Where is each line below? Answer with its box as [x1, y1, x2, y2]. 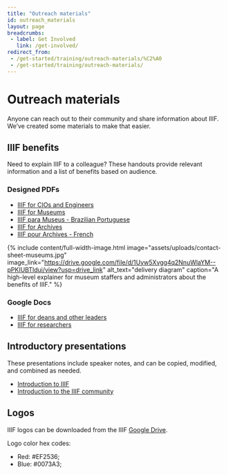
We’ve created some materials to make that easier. [7, 122, 151, 130]
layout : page [7, 23, 45, 30]
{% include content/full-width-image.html [7, 243, 126, 251]
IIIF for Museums [17, 208, 66, 216]
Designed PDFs [7, 185, 60, 195]
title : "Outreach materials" [7, 10, 91, 17]
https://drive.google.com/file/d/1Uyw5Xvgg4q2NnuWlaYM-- [44, 258, 216, 267]
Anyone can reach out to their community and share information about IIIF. [7, 114, 219, 123]
